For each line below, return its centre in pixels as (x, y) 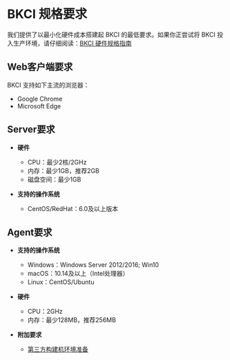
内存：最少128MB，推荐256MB (71, 320)
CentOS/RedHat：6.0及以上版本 (73, 208)
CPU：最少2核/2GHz (57, 162)
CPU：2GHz (45, 312)
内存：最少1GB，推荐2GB (64, 170)
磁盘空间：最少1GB (54, 179)
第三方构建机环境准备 (58, 350)
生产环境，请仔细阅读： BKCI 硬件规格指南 (73, 43)
